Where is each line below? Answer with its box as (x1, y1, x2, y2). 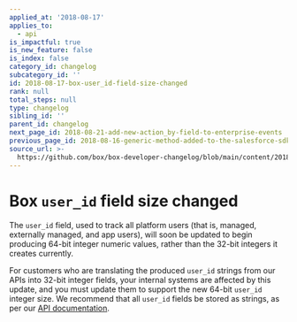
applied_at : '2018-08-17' (9, 12, 104, 22)
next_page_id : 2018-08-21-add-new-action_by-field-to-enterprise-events (9, 128, 283, 137)
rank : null (9, 87, 49, 96)
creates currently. (9, 249, 73, 259)
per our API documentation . (9, 303, 110, 314)
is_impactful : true (9, 37, 81, 47)
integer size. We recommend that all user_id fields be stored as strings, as (9, 294, 280, 304)
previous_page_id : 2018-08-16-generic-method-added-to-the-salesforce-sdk (9, 136, 291, 145)
